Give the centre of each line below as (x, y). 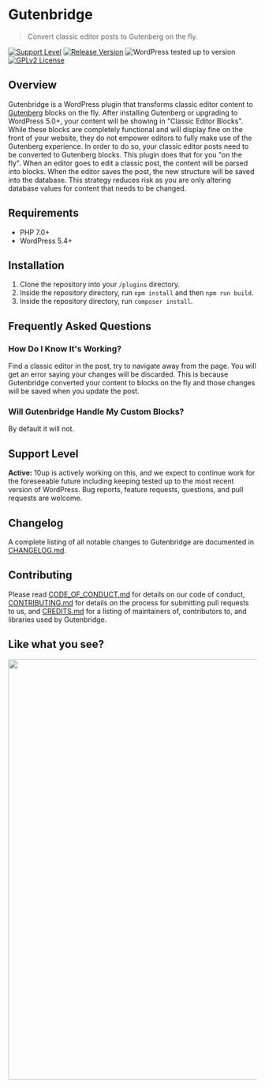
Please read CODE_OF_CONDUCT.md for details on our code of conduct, (127, 594)
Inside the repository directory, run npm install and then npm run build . (136, 293)
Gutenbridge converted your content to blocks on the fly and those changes (132, 383)
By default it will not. (41, 429)
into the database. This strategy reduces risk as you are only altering (119, 180)
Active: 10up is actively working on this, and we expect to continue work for (132, 473)
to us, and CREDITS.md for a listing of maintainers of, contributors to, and (127, 611)
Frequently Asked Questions (80, 326)
